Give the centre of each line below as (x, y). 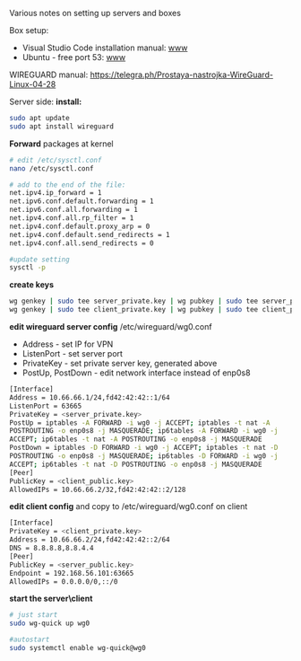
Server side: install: (46, 101)
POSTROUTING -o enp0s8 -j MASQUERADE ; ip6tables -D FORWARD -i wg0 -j (144, 456)
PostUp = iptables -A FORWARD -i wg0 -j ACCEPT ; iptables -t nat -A (140, 423)
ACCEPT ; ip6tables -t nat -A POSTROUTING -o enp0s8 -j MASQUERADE (136, 439)
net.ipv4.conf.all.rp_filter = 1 (72, 218)
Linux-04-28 (33, 84)
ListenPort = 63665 (46, 406)
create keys (32, 285)
